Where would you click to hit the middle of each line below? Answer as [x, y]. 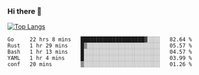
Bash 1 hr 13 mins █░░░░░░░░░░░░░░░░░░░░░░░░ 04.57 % [100, 52]
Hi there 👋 [25, 11]
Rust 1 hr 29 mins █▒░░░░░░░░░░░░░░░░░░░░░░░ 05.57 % [100, 46]
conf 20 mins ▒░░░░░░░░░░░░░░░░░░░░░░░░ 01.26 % [100, 64]
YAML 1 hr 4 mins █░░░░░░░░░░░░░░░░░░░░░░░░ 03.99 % [100, 58]
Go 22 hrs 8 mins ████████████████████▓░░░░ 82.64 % [100, 40]
